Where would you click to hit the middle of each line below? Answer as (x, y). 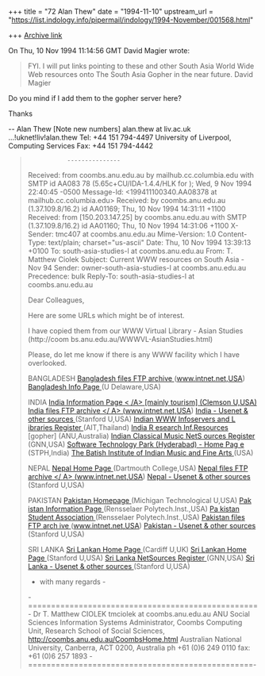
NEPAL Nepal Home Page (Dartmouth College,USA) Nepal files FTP (138, 468)
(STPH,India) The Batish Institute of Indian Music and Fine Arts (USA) (140, 453)
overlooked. (47, 363)
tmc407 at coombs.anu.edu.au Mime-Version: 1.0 (136, 234)
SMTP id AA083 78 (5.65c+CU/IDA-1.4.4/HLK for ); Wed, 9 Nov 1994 (140, 183)
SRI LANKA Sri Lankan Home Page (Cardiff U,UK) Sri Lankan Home (137, 549)
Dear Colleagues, (56, 300)
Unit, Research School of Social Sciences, (96, 631)
